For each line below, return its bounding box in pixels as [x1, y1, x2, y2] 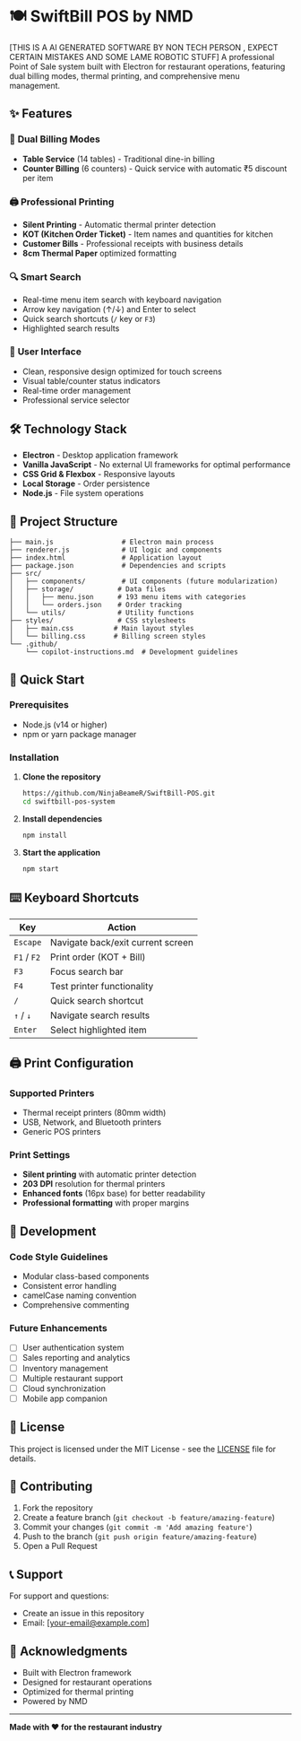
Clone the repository [21, 771, 101, 782]
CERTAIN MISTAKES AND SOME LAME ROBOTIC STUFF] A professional [9, 51, 275, 62]
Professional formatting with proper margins [21, 1197, 190, 1208]
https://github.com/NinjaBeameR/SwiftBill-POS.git [21, 789, 216, 798]
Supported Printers [9, 1086, 95, 1099]
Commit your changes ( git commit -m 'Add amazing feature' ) [21, 1521, 253, 1533]
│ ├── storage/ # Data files [9, 585, 167, 594]
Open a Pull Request [21, 1541, 99, 1552]
